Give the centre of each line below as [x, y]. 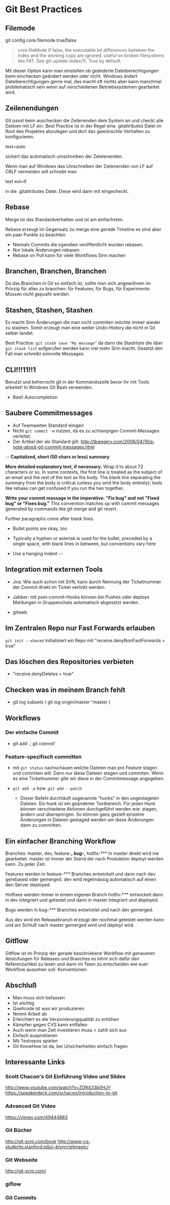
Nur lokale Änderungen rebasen [46, 250]
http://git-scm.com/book [31, 1141]
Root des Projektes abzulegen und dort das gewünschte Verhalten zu [78, 131]
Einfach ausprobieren [35, 1035]
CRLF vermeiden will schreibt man [41, 172]
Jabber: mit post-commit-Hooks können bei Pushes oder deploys [81, 597]
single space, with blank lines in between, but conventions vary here [84, 544]
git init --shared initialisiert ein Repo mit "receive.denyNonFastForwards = [85, 640]
